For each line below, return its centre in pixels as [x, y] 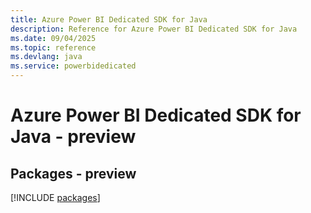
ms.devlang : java [46, 57]
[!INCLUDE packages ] [55, 197]
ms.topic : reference [53, 47]
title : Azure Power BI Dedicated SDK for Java [109, 19]
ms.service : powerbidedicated [73, 66]
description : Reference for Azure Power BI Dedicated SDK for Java [154, 29]
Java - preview [73, 137]
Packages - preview [73, 173]
